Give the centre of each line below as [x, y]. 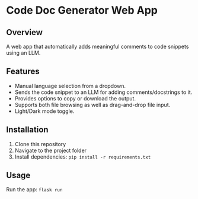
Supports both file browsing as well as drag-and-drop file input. [92, 105]
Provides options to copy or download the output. [75, 98]
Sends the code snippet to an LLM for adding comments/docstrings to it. [103, 92]
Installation [27, 130]
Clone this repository [40, 144]
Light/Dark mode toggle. [44, 111]
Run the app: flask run [34, 189]
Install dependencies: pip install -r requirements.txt [83, 157]
